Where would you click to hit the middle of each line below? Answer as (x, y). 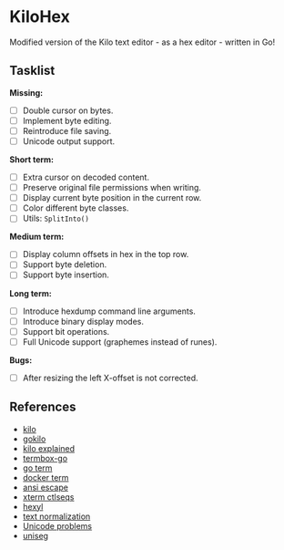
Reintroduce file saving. (67, 130)
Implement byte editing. (67, 120)
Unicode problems (57, 525)
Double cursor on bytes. (68, 110)
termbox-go (45, 458)
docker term (46, 477)
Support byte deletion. (65, 265)
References (43, 407)
